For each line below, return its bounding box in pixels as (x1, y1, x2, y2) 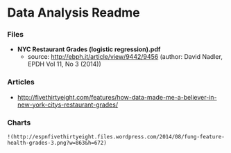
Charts (7, 118, 31, 127)
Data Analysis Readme (7, 5, 140, 21)
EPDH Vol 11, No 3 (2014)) (27, 60, 102, 69)
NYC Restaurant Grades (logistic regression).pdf (17, 45, 161, 53)
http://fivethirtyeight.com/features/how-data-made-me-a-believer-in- (17, 93, 217, 101)
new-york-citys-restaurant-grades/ (17, 100, 119, 109)
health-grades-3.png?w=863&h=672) (7, 140, 108, 147)
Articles (7, 78, 35, 87)
